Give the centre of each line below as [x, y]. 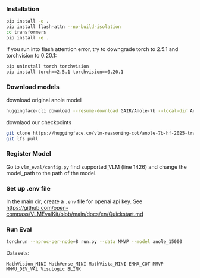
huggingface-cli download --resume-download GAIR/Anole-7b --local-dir [97, 111]
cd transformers [26, 32]
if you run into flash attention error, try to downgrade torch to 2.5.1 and [92, 49]
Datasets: [18, 253]
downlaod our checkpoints [39, 122]
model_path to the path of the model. [51, 173]
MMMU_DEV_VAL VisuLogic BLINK [44, 269]
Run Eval [19, 229]
